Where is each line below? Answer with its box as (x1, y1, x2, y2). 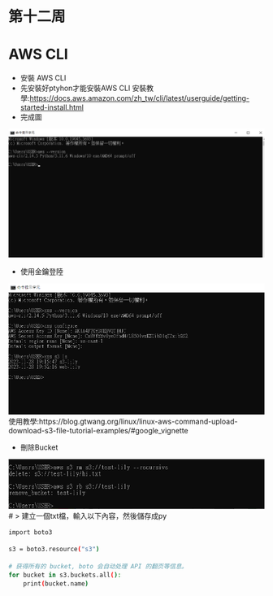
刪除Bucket (19, 442, 58, 452)
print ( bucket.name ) (23, 579, 89, 588)
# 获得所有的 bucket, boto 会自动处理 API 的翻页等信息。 (8, 563, 188, 571)
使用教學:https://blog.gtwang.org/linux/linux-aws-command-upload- (8, 416, 238, 426)
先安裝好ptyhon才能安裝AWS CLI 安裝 (19, 83, 147, 94)
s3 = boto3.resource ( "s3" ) (8, 546, 100, 554)
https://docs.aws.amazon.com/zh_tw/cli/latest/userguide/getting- (29, 94, 250, 103)
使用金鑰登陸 (19, 266, 63, 276)
